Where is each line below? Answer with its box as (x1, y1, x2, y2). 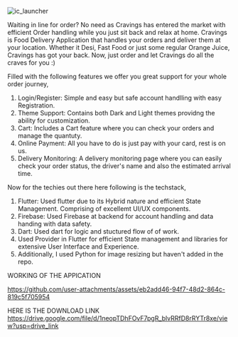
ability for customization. (17, 116, 90, 125)
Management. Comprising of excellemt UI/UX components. (17, 204, 191, 213)
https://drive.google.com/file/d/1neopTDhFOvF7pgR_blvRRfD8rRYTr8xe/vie (7, 314, 228, 322)
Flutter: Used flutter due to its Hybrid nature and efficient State (17, 197, 201, 205)
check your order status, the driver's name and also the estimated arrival (17, 162, 231, 170)
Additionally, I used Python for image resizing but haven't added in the (17, 250, 224, 258)
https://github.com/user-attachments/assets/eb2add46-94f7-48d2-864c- (7, 285, 226, 294)
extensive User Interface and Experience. (17, 242, 139, 251)
